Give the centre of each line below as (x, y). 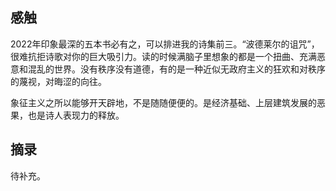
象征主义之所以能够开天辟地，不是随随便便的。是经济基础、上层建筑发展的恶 (168, 102)
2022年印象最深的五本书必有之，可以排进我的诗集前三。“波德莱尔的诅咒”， (165, 44)
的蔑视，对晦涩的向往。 (58, 81)
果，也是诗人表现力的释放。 (67, 115)
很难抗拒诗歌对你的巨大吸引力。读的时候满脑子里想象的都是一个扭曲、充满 (163, 56)
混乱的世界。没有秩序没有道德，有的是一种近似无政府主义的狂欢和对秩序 (176, 69)
